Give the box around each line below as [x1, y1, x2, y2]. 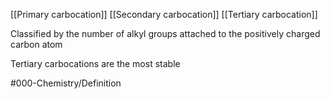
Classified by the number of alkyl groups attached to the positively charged [10, 28, 321, 39]
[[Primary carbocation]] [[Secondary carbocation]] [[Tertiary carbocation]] [10, 9, 318, 20]
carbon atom [10, 39, 63, 50]
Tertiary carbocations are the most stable [10, 58, 181, 69]
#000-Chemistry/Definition [10, 77, 122, 89]
